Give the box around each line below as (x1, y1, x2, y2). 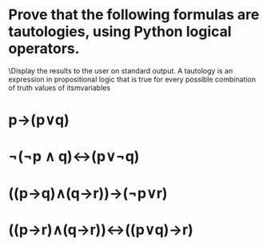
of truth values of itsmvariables (8, 82, 110, 93)
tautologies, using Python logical (8, 22, 232, 41)
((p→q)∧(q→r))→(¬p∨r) (8, 184, 168, 202)
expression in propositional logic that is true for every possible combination (8, 74, 256, 84)
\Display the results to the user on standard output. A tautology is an (8, 65, 233, 75)
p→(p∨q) (8, 111, 70, 129)
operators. (8, 40, 80, 58)
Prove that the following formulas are (8, 6, 260, 24)
